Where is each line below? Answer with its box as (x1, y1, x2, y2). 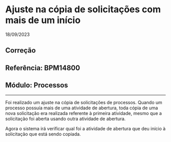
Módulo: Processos (5, 81, 68, 90)
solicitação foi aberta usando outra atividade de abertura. (5, 115, 126, 122)
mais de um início (5, 14, 81, 26)
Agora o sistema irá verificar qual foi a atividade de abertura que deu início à (5, 125, 166, 131)
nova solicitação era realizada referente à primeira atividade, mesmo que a (5, 110, 162, 116)
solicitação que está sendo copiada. (5, 131, 81, 137)
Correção (5, 46, 36, 55)
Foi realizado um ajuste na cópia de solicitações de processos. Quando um (5, 99, 163, 105)
